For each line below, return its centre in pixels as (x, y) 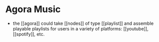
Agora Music (33, 9)
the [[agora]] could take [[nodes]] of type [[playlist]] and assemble (83, 23)
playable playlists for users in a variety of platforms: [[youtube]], (81, 28)
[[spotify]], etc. (29, 34)
